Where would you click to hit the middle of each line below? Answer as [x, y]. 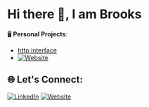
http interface [37, 50]
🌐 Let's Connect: [45, 80]
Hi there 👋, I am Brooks [74, 14]
